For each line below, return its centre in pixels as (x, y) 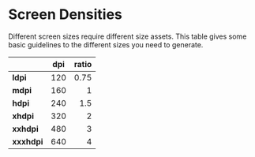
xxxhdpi (28, 141)
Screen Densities (65, 15)
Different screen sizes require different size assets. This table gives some (127, 36)
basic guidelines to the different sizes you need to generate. (106, 44)
